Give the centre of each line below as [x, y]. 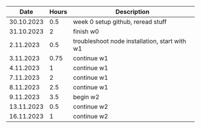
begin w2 [86, 97]
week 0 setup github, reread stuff [120, 22]
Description [133, 12]
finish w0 [86, 31]
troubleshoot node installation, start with [130, 41]
